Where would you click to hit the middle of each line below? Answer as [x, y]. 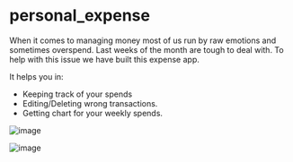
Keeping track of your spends [77, 94]
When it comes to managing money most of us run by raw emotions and [143, 40]
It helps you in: [37, 76]
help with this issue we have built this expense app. [104, 59]
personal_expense [80, 16]
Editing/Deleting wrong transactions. [90, 103]
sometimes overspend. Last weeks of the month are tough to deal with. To [147, 49]
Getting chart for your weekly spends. [93, 113]
